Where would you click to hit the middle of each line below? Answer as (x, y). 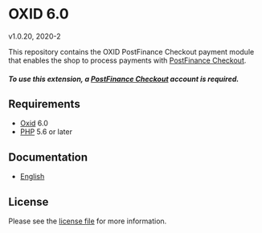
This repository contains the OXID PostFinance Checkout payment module (131, 51)
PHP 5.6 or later (46, 132)
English (32, 177)
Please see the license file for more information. (88, 221)
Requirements (44, 104)
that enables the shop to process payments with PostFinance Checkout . (127, 60)
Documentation (48, 157)
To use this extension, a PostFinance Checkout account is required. (124, 79)
